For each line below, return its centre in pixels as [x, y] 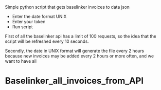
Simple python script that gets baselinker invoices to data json [67, 7]
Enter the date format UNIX [39, 16]
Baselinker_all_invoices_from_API [74, 81]
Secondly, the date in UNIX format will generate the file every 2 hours [75, 51]
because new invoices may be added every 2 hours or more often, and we [80, 56]
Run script [22, 27]
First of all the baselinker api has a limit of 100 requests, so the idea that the [81, 36]
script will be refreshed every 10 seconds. [47, 41]
